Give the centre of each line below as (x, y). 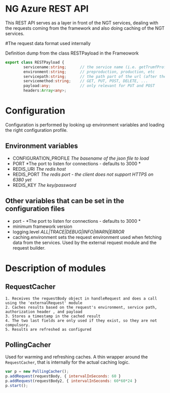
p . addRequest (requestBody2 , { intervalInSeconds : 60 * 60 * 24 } (71, 381)
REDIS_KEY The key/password (44, 185)
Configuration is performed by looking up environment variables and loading (85, 125)
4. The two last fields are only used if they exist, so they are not (81, 321)
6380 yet (22, 179)
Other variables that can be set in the (65, 201)
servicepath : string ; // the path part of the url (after (90, 76)
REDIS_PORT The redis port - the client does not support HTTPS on (83, 174)
